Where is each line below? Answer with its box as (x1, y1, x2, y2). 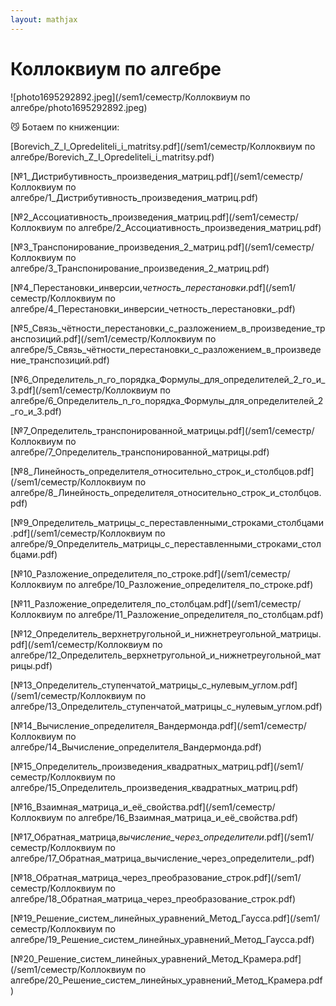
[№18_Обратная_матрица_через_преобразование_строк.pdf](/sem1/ (10, 871, 302, 883)
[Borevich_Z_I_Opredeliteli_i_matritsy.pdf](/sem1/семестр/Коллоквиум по (10, 140, 316, 152)
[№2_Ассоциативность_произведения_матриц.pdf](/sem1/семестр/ (10, 211, 299, 223)
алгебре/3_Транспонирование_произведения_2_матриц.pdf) (10, 262, 270, 274)
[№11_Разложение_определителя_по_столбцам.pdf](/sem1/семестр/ (10, 597, 302, 610)
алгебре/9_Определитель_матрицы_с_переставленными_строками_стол (10, 537, 322, 550)
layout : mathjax (10, 14, 78, 25)
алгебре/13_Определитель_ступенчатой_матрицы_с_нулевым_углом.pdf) (10, 700, 323, 712)
